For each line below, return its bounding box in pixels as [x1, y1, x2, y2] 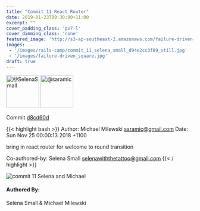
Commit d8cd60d [6, 114, 49, 121]
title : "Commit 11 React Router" [6, 8, 89, 15]
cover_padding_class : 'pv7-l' [6, 25, 82, 32]
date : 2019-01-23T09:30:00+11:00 [6, 14, 89, 20]
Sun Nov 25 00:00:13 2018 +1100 [6, 131, 87, 138]
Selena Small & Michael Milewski [6, 199, 86, 206]
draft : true [6, 58, 36, 64]
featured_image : [6, 36, 46, 42]
